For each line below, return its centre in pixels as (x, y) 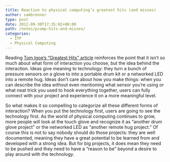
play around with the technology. (40, 154)
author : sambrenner (26, 15)
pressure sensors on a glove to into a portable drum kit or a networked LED (84, 74)
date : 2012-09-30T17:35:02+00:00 (41, 24)
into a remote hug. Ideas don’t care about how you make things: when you (83, 79)
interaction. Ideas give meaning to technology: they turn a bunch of (76, 68)
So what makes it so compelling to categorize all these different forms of (82, 105)
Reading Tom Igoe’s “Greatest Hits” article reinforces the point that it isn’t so (85, 58)
